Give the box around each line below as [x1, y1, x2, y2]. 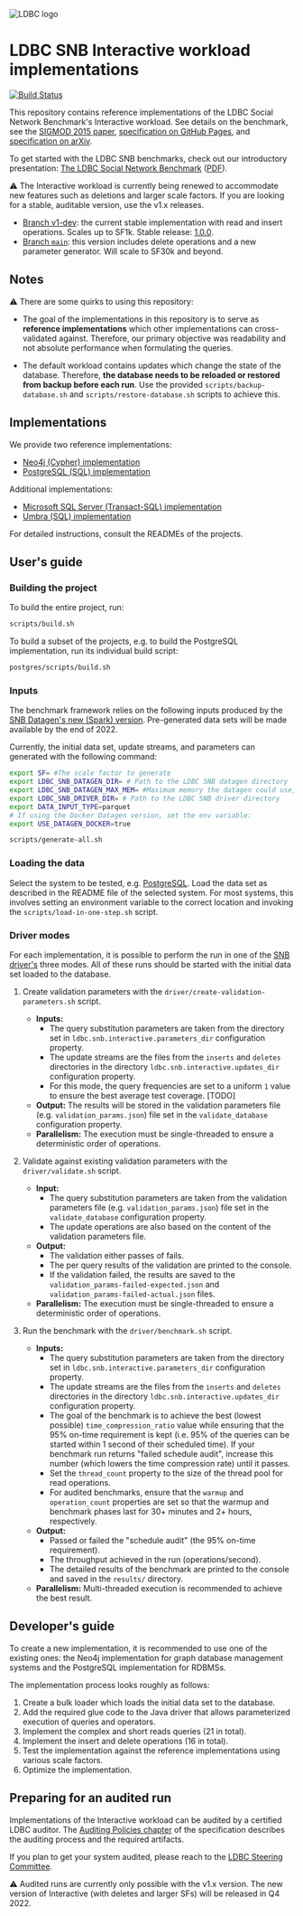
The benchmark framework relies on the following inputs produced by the [9, 705, 283, 716]
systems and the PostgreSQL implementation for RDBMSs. [9, 1662, 227, 1673]
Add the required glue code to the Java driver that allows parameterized [22, 1706, 290, 1717]
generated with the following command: [9, 751, 158, 762]
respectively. [49, 1515, 97, 1526]
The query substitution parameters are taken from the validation [49, 1192, 288, 1203]
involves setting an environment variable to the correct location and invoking [9, 896, 294, 908]
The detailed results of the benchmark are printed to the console [49, 1563, 290, 1574]
